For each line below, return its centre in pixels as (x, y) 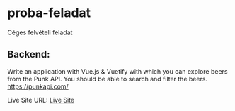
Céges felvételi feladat (40, 32)
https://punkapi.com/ (38, 86)
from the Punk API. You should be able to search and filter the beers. (107, 79)
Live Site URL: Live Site (41, 100)
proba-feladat (49, 13)
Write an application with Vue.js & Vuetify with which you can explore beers (117, 71)
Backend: (29, 54)
